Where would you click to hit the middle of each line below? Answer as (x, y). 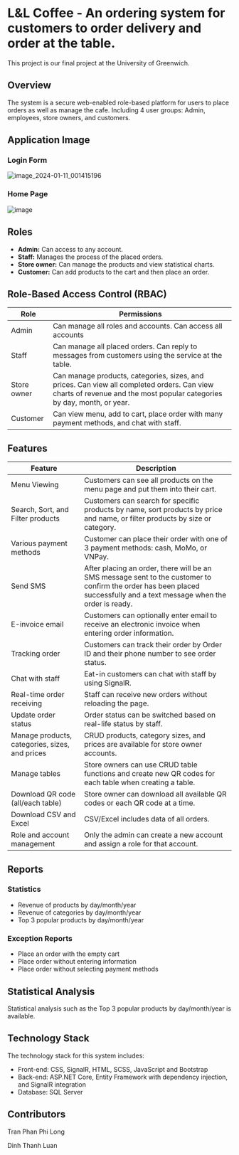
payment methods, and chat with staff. (117, 423)
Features (27, 448)
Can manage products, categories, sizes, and (128, 376)
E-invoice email (37, 624)
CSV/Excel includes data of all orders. (147, 819)
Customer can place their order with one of (156, 539)
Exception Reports (40, 938)
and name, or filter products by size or (148, 518)
